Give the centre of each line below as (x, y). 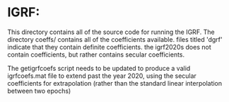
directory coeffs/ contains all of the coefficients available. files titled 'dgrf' (115, 39)
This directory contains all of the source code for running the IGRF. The (111, 32)
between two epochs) (39, 91)
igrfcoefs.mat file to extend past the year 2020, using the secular (102, 76)
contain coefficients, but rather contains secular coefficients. (96, 55)
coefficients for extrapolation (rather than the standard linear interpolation (115, 83)
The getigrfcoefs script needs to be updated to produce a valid (99, 68)
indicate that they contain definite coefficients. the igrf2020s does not (110, 47)
